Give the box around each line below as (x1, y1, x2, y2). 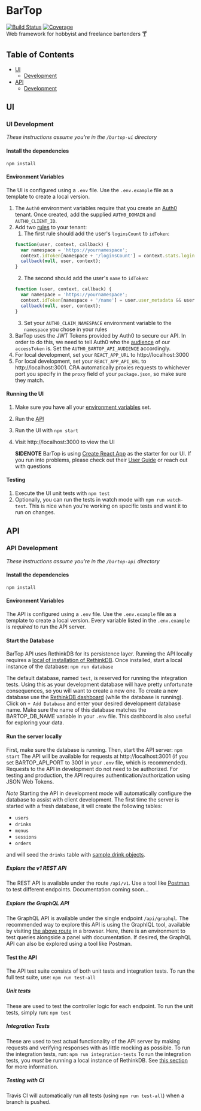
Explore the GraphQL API (6, 900, 70, 907)
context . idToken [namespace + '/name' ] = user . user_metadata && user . (20, 297, 197, 303)
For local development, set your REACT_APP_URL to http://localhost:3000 (14, 351, 190, 358)
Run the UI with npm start (14, 426, 79, 434)
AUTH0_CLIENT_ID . (14, 217, 57, 224)
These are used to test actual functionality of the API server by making (6, 1037, 181, 1045)
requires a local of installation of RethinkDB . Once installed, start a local (6, 657, 182, 664)
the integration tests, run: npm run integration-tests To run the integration (6, 1050, 191, 1057)
